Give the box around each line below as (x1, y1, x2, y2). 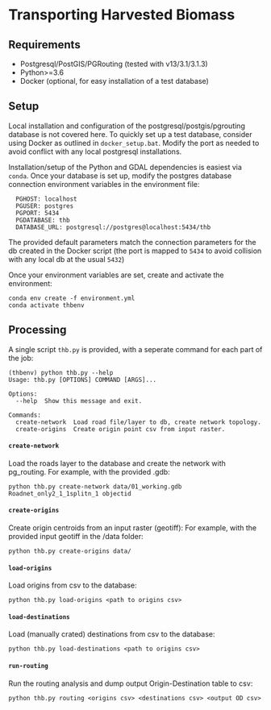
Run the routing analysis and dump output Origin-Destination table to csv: (8, 679, 253, 688)
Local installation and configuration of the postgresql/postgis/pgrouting (8, 121, 246, 131)
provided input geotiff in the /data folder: (8, 532, 144, 542)
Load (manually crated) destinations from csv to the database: (8, 629, 215, 639)
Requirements (8, 38, 81, 52)
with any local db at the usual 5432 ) (8, 254, 125, 264)
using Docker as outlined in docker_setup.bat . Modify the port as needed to (8, 138, 260, 147)
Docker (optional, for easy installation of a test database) (19, 77, 210, 85)
